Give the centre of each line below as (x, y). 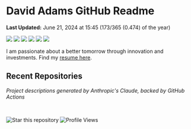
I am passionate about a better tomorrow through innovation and (85, 51)
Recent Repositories (44, 76)
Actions (15, 97)
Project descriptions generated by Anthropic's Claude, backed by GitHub (95, 90)
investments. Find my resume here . (49, 57)
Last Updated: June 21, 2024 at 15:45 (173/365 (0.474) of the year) (88, 27)
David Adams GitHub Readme (80, 11)
